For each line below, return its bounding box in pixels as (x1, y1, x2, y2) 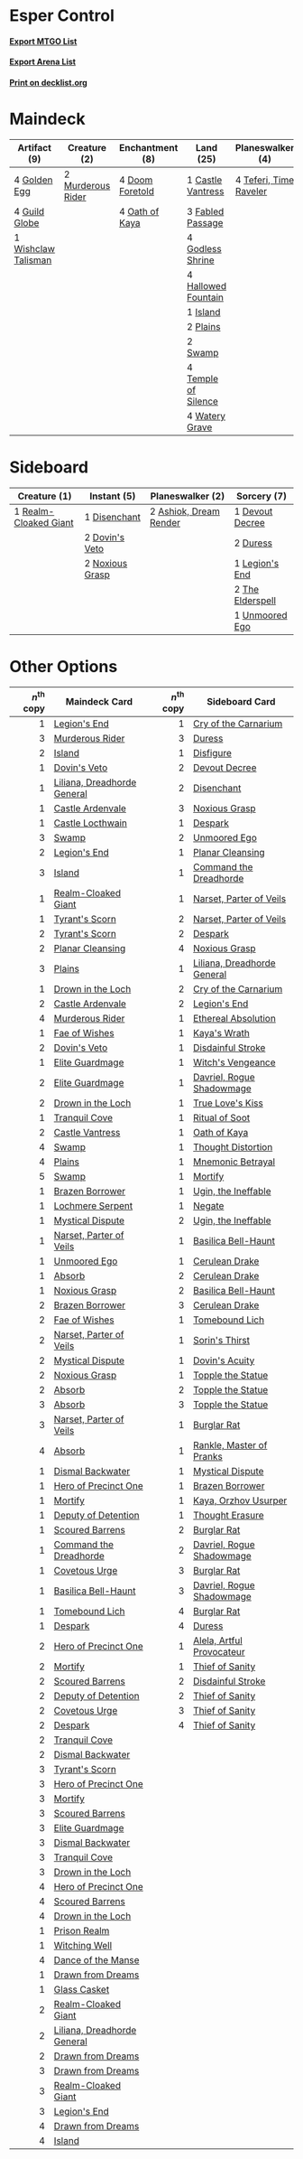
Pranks (193, 1451, 223, 1463)
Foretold (118, 184, 155, 197)
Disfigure (193, 747, 233, 760)
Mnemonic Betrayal (193, 1155, 276, 1168)
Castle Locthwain (53, 817, 128, 829)
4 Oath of (118, 205, 160, 218)
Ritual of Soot (193, 1112, 251, 1125)
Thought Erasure (193, 1509, 264, 1522)
